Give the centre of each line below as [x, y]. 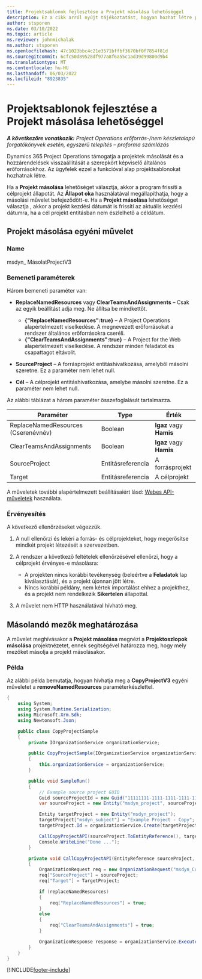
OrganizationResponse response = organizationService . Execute [118, 942]
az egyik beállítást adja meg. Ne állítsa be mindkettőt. [81, 309]
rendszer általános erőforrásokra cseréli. [75, 333]
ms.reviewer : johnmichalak [40, 40]
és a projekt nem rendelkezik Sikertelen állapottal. [87, 594]
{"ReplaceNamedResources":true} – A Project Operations [97, 320]
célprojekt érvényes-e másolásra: [57, 563]
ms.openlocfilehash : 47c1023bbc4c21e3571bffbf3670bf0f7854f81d [88, 51]
